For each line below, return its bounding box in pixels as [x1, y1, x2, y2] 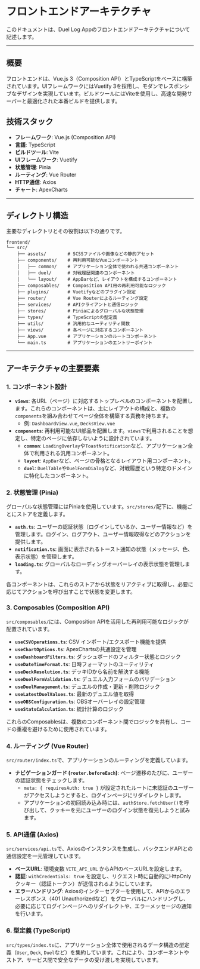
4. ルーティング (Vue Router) [6, 741, 89, 750]
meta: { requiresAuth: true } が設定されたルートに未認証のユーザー [23, 784, 194, 791]
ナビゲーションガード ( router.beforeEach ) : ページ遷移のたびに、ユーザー [14, 769, 193, 776]
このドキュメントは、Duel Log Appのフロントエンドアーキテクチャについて [6, 26, 190, 33]
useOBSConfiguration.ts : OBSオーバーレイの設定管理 [14, 698, 145, 705]
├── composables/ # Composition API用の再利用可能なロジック [17, 283, 167, 289]
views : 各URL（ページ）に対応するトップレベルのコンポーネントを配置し [14, 397, 193, 404]
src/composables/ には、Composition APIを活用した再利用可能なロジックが [6, 618, 189, 625]
